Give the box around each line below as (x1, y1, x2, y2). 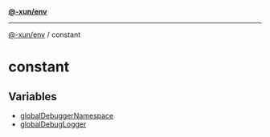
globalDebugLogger (19, 119, 87, 129)
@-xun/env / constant (8, 30, 81, 39)
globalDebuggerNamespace (19, 111, 114, 120)
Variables (8, 90, 58, 103)
